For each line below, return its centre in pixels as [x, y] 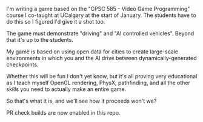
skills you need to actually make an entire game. [66, 89]
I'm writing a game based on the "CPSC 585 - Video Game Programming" [98, 9]
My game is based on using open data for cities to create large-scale [92, 52]
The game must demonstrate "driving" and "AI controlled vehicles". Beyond [100, 33]
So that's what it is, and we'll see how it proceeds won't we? [82, 101]
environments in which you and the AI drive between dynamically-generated [101, 58]
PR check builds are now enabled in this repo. [63, 113]
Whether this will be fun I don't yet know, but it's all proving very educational [102, 76]
